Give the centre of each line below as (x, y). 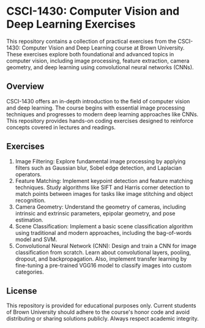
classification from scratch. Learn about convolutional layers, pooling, (103, 252)
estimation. (29, 220)
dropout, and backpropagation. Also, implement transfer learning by (101, 259)
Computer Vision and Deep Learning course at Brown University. (103, 48)
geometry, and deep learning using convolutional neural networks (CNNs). (100, 67)
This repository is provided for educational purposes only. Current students (101, 306)
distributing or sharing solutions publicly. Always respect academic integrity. (102, 319)
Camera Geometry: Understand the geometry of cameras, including (101, 207)
